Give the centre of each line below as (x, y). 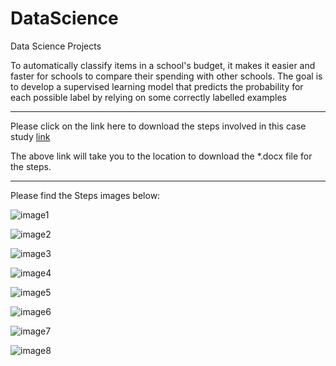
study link (30, 136)
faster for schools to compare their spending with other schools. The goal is (166, 76)
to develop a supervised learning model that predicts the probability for (157, 86)
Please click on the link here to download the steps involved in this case (158, 126)
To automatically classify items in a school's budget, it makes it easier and (163, 65)
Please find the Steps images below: (85, 195)
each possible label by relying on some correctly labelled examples (148, 97)
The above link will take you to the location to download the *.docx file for (161, 156)
